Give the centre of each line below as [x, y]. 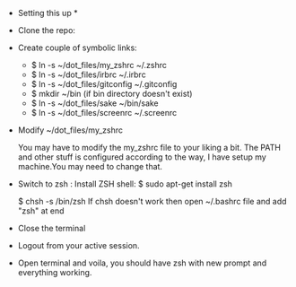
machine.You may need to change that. [90, 166]
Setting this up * [48, 13]
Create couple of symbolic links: [77, 48]
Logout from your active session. [79, 245]
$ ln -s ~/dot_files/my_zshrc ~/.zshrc [99, 65]
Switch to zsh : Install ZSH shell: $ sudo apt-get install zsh [125, 184]
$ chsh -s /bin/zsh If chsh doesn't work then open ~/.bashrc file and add [152, 201]
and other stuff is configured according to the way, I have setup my [142, 157]
